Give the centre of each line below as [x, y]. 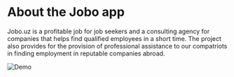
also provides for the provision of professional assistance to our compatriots [117, 46]
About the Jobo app [66, 12]
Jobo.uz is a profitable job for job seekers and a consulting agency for [109, 31]
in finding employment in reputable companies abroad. [86, 53]
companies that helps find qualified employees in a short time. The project [115, 38]
